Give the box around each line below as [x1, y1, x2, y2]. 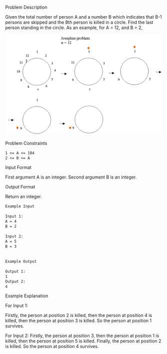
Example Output [5, 259, 37, 264]
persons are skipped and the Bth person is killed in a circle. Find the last [5, 20, 153, 25]
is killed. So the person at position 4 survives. [5, 343, 99, 349]
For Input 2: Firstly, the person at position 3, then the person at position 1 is [5, 333, 159, 339]
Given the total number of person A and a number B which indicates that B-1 [5, 14, 162, 20]
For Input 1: [5, 303, 28, 309]
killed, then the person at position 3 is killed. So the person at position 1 [5, 318, 151, 324]
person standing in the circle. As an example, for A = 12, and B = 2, [5, 25, 143, 31]
